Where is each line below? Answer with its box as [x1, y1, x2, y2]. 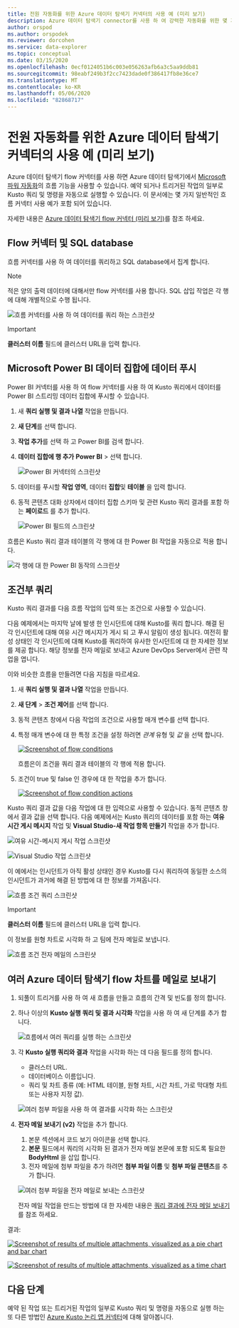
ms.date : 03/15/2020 [7, 57, 69, 64]
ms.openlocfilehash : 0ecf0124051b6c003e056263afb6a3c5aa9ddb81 [7, 63, 199, 71]
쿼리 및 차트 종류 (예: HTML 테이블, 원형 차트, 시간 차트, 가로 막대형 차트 [28, 1081, 228, 1090]
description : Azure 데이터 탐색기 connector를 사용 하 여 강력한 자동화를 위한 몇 [7, 17, 228, 24]
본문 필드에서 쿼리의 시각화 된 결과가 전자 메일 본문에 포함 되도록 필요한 [28, 1144, 226, 1153]
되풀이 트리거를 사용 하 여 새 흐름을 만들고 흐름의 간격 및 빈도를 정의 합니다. [17, 994, 226, 1002]
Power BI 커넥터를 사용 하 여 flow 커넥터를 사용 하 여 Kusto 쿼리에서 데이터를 [7, 382, 222, 391]
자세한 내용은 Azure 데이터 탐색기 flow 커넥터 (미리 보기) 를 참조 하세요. [7, 214, 205, 223]
